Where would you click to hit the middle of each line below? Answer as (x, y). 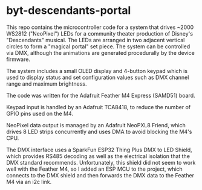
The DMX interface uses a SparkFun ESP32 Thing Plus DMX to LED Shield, (99, 150)
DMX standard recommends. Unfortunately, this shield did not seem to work (101, 162)
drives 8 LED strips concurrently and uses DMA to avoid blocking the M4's (99, 131)
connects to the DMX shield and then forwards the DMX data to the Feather (100, 175)
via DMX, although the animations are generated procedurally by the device (100, 52)
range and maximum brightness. (47, 84)
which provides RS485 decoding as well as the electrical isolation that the (98, 156)
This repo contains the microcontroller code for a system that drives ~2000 (100, 27)
